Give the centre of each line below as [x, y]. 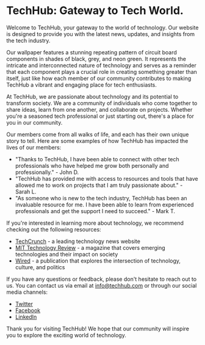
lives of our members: [34, 147]
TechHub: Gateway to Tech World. [95, 11]
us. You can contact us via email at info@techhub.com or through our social [102, 285]
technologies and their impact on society [67, 254]
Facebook [28, 310]
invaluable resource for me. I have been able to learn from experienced [104, 205]
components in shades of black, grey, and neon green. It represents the [96, 59]
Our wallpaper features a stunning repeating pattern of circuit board [92, 52]
